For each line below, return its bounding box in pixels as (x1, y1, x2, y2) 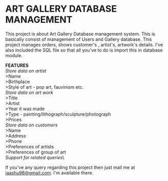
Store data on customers (5, 122, 58, 128)
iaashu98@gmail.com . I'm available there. (5, 169, 94, 176)
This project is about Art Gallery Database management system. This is (5, 31, 155, 37)
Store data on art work (5, 89, 54, 95)
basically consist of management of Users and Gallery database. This (5, 36, 152, 42)
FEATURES (5, 62, 29, 68)
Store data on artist (5, 67, 47, 74)
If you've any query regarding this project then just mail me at (5, 164, 135, 170)
